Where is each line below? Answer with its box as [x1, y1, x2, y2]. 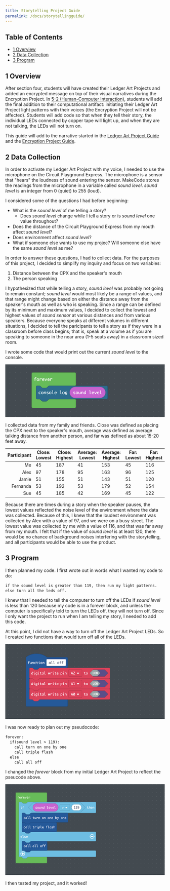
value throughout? [20, 218, 58, 224]
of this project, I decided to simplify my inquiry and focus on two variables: [5, 260, 161, 266]
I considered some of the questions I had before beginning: [5, 198, 129, 204]
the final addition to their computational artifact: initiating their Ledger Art [5, 101, 158, 107]
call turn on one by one [14, 745, 67, 750]
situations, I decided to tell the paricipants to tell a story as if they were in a [5, 323, 161, 329]
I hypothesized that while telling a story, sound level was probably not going [5, 285, 163, 291]
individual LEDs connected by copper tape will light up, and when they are [5, 118, 160, 124]
